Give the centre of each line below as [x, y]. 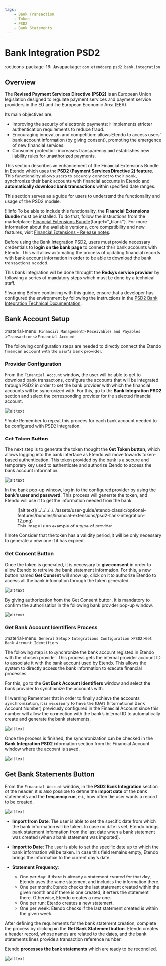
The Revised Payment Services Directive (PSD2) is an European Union [78, 94]
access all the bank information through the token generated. [68, 580]
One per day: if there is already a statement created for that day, [85, 877]
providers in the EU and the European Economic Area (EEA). [66, 104]
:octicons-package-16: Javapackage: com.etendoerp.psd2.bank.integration [83, 67]
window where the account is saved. [43, 749]
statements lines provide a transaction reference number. [64, 939]
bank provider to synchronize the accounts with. [55, 688]
